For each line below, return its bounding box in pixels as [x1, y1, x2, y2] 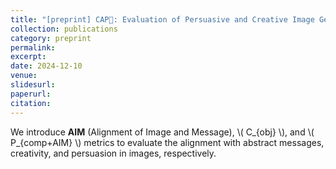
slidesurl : [10, 80, 56, 90]
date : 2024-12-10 [10, 61, 83, 71]
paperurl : [10, 89, 52, 99]
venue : [10, 71, 38, 81]
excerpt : [10, 52, 47, 62]
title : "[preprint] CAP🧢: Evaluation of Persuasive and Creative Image [10, 14, 315, 25]
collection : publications [10, 24, 118, 34]
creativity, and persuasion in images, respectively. [10, 147, 217, 159]
